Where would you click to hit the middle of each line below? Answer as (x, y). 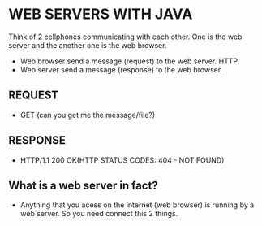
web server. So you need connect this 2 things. (99, 214)
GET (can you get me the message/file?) (88, 115)
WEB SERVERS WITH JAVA (101, 14)
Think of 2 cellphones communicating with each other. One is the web (125, 37)
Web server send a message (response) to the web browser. (121, 69)
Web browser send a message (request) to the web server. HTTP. (130, 61)
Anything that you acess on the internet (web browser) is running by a (137, 205)
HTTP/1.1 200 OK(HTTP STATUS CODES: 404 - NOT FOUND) (122, 160)
